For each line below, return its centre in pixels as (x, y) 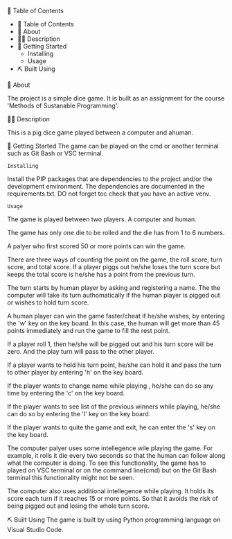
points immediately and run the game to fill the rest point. (89, 331)
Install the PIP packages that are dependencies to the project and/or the (110, 179)
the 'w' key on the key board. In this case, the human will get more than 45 (114, 323)
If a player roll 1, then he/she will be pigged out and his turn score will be (110, 344)
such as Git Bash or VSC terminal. (55, 153)
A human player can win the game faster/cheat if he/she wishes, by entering (116, 316)
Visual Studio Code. (35, 530)
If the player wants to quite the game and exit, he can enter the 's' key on (111, 427)
